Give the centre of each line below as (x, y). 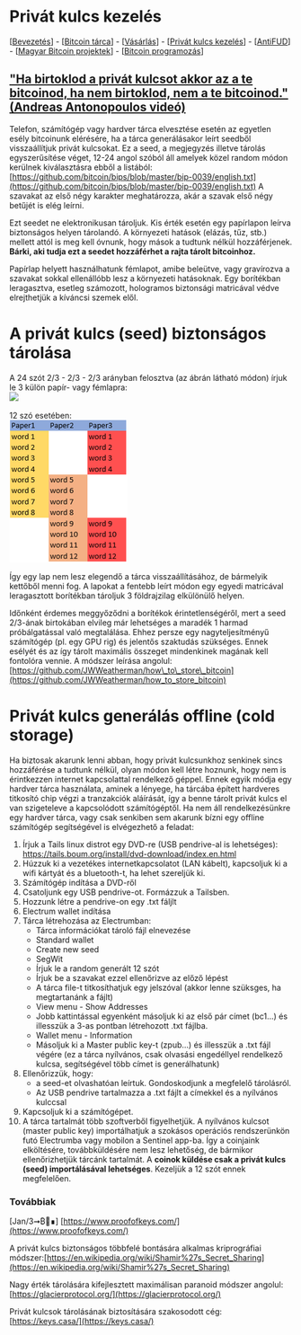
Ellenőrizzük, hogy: (58, 1073)
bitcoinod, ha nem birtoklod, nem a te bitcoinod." (149, 93)
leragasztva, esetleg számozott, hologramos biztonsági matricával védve (145, 287)
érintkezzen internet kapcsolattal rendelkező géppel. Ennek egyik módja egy (150, 779)
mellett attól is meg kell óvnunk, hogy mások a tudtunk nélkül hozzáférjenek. (151, 242)
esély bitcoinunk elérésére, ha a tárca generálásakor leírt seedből (130, 138)
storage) (42, 735)
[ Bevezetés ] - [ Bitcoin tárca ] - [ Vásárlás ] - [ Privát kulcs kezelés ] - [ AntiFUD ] (150, 41)
